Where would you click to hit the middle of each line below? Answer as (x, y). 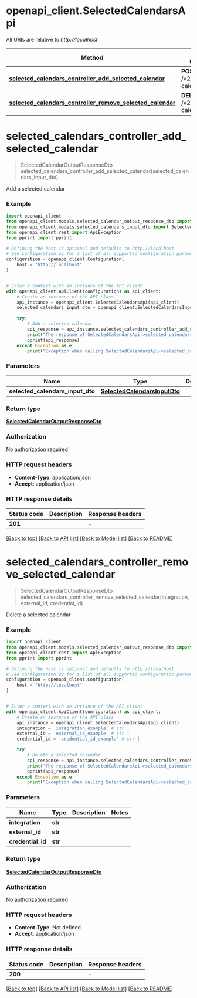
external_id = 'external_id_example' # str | (73, 734)
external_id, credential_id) (52, 603)
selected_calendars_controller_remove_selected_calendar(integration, (105, 597)
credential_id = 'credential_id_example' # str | (79, 739)
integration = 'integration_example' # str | (73, 728)
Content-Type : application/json (52, 477)
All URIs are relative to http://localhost (52, 39)
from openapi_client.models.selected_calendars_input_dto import (87, 227)
